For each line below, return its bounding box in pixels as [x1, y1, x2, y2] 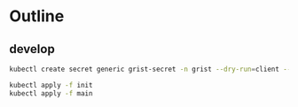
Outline [9, 6, 65, 27]
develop [9, 42, 55, 57]
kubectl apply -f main [9, 88, 93, 98]
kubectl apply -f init [9, 80, 93, 89]
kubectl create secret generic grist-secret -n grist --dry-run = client [9, 65, 279, 73]
